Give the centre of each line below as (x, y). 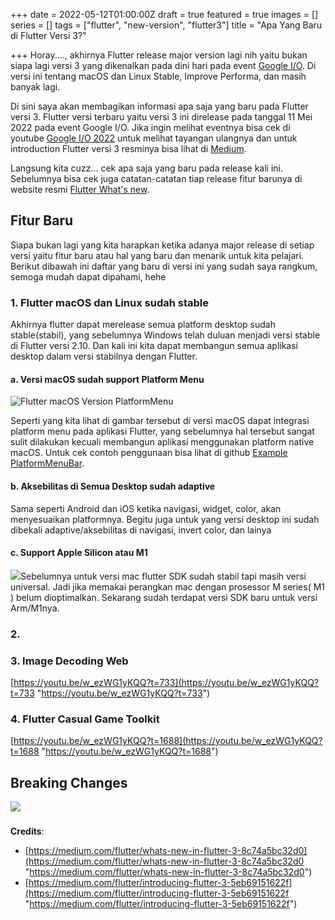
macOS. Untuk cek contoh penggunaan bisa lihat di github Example (149, 453)
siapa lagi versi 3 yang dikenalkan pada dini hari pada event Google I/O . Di (163, 65)
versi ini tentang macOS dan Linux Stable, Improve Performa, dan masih (158, 76)
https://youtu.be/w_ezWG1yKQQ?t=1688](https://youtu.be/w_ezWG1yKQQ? (168, 741)
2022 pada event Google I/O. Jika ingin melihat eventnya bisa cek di (150, 127)
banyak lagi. (35, 87)
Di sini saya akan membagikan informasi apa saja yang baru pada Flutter (159, 106)
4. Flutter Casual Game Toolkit (85, 719)
